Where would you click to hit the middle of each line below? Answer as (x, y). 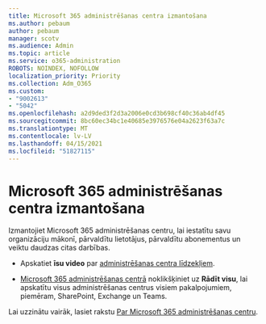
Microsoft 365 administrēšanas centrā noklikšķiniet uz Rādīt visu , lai (134, 279)
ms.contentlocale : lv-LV (50, 136)
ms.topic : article (39, 53)
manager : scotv (34, 38)
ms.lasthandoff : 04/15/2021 (56, 143)
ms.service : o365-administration (64, 61)
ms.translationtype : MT (48, 128)
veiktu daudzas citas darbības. (59, 248)
